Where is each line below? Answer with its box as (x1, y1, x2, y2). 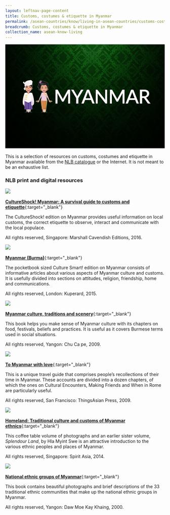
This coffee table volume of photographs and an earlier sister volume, (5, 433, 151, 439)
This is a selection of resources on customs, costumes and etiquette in (5, 153, 153, 159)
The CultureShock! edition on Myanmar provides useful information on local (5, 214, 163, 220)
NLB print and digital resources (5, 176, 83, 183)
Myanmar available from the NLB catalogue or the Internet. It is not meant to (5, 159, 164, 165)
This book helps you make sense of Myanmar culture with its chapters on (5, 321, 158, 327)
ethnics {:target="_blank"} (5, 423, 60, 429)
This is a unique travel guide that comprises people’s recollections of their (5, 372, 159, 378)
